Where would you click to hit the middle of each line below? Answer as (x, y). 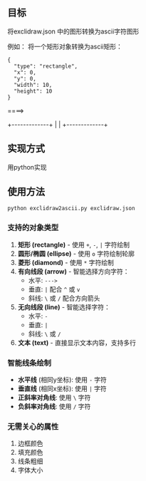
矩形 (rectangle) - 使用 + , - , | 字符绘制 (74, 244)
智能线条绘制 (30, 363)
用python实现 (27, 167)
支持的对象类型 (33, 228)
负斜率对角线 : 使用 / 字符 (54, 407)
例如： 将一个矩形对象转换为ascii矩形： (65, 46)
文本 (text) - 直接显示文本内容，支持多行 (77, 342)
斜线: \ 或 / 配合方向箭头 (64, 298)
